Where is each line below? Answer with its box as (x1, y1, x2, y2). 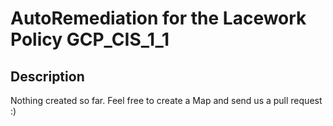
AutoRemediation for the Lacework (10, 7, 307, 30)
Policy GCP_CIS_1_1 (10, 28, 170, 51)
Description (10, 68, 85, 85)
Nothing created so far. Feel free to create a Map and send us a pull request (10, 95, 323, 106)
